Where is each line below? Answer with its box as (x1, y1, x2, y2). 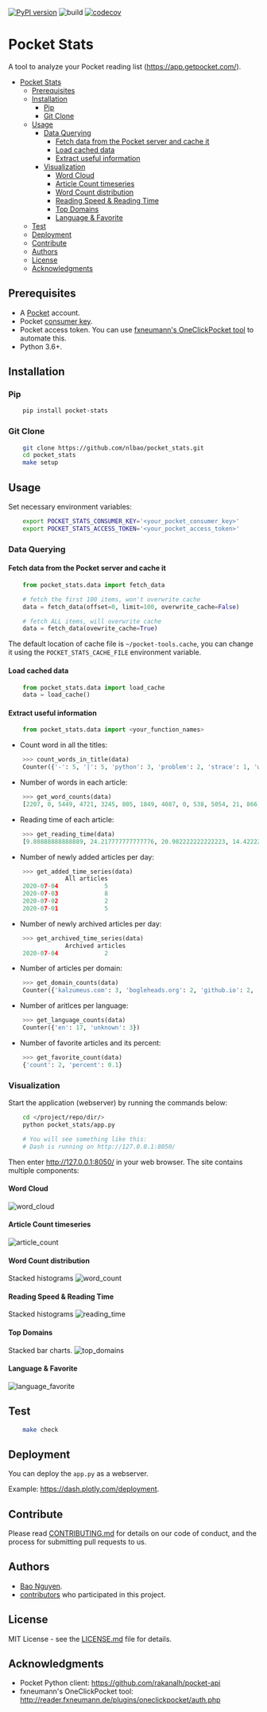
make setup (22, 459, 59, 466)
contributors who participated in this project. (19, 1589, 166, 1599)
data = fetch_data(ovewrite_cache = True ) (22, 624, 158, 633)
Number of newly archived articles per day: (19, 919, 162, 928)
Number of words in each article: (19, 777, 128, 787)
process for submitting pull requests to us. (8, 1537, 147, 1547)
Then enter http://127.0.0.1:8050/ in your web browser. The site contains (8, 1157, 243, 1167)
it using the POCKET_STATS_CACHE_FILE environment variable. (8, 647, 202, 657)
